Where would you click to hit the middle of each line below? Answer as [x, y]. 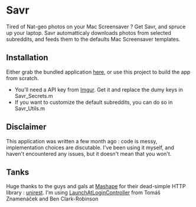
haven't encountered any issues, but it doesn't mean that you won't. [89, 153]
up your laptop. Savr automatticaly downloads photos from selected [89, 32]
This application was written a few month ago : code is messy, [82, 141]
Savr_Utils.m [30, 108]
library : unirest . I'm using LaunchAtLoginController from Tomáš [83, 193]
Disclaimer [26, 127]
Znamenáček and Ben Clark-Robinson [52, 199]
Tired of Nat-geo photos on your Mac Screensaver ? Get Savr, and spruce [96, 27]
